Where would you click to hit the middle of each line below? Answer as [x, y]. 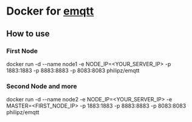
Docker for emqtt [50, 11]
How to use [28, 34]
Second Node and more [42, 86]
